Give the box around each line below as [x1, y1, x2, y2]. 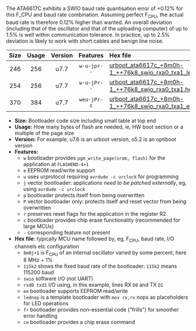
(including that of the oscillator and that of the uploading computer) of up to [6, 25, 188, 32]
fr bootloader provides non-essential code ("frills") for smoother [23, 306, 180, 313]
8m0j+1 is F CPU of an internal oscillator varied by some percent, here [23, 249, 187, 257]
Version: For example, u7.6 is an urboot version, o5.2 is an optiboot [14, 136, 177, 143]
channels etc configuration [14, 243, 79, 250]
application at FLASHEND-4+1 [23, 160, 89, 167]
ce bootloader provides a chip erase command [23, 319, 135, 326]
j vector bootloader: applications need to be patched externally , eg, [23, 179, 187, 186]
